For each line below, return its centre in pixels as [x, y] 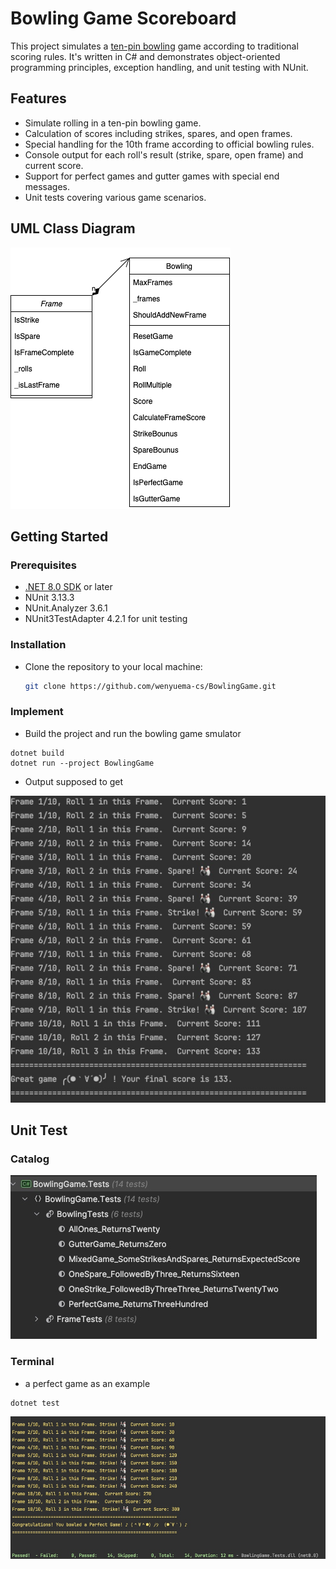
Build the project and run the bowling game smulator [133, 733]
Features [38, 98]
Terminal [32, 1362]
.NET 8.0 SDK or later [68, 587]
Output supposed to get [74, 781]
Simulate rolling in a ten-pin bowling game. [113, 123]
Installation [38, 645]
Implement [37, 712]
